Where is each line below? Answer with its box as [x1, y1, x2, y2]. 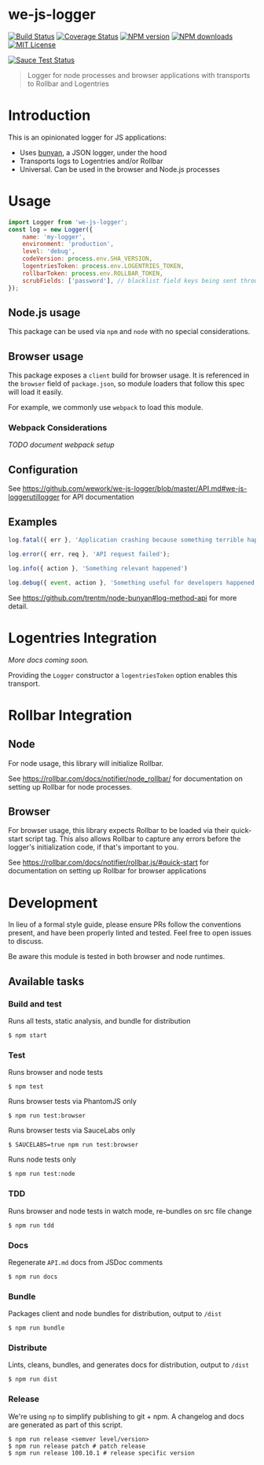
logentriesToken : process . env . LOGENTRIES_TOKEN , [22, 262, 185, 270]
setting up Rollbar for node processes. [8, 782, 132, 791]
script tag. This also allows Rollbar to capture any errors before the [24, 834, 241, 844]
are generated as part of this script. [8, 1420, 123, 1430]
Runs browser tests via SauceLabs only [8, 1125, 136, 1136]
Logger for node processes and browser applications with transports [27, 70, 251, 80]
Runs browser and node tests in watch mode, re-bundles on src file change [8, 1206, 252, 1215]
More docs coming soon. [8, 655, 89, 664]
